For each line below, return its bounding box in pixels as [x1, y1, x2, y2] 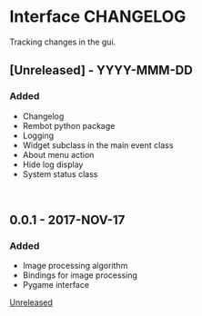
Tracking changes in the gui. [9, 36, 116, 47]
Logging [22, 130, 55, 141]
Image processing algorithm [22, 261, 128, 272]
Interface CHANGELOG [9, 6, 187, 27]
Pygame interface [22, 280, 89, 291]
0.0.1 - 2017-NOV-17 [9, 212, 126, 228]
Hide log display [22, 159, 84, 170]
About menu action [22, 149, 95, 160]
